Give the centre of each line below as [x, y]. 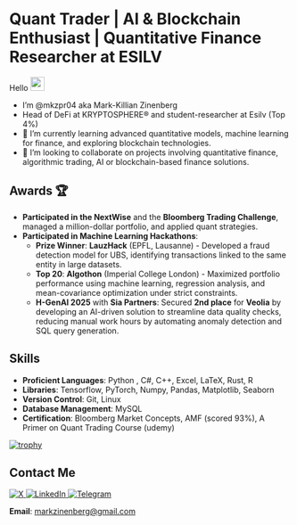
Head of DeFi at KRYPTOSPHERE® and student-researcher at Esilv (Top [153, 114]
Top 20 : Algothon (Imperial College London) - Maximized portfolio [158, 274]
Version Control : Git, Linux [72, 399]
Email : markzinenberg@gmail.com [73, 512]
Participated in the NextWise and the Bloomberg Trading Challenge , [150, 217]
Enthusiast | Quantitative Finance [135, 38]
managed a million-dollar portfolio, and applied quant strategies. [140, 226]
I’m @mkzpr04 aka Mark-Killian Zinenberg [100, 105]
